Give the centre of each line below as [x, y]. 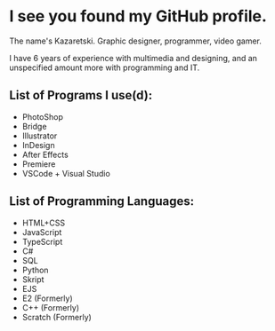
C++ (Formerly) [51, 307]
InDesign [38, 145]
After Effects [45, 154]
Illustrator [40, 136]
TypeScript [42, 241]
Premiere [39, 164]
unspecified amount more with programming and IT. [105, 67]
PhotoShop [43, 116]
